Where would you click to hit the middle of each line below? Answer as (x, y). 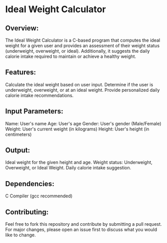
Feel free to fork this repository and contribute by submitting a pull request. (83, 224)
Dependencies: (30, 184)
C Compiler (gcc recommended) (39, 196)
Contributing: (27, 212)
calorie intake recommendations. (39, 95)
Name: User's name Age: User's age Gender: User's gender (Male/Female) (83, 123)
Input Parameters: (34, 111)
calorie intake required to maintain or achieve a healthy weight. (71, 56)
